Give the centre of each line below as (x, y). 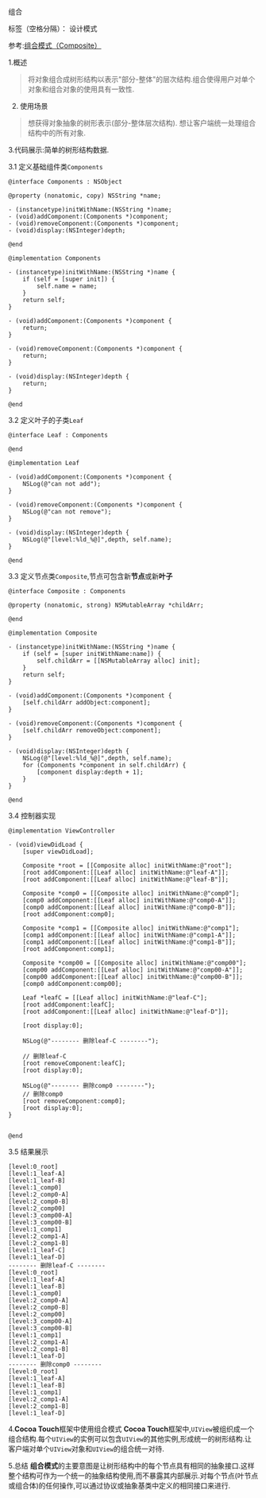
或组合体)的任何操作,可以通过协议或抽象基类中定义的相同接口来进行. (120, 1486)
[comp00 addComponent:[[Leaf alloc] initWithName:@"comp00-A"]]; (133, 970)
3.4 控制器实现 (32, 816)
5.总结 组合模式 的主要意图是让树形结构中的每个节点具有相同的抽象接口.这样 (131, 1466)
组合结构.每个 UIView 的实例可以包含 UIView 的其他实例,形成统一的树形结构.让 (130, 1439)
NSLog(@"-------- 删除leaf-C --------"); (91, 1041)
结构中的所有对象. (56, 133)
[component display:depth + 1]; (91, 772)
